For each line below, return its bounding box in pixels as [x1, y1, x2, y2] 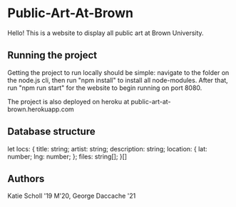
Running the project [7, 49, 98, 61]
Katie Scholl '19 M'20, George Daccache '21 [7, 191, 136, 201]
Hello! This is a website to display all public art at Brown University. [7, 29, 205, 37]
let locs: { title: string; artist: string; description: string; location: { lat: [7, 144, 208, 153]
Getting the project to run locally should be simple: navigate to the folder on [7, 68, 230, 76]
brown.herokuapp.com [7, 105, 75, 113]
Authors [7, 173, 45, 185]
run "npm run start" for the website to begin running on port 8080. [7, 84, 202, 92]
